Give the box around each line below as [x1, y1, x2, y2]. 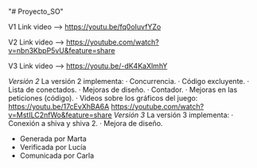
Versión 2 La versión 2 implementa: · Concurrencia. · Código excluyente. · [8, 77, 250, 86]
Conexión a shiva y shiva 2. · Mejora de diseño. [8, 119, 163, 128]
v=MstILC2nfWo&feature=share [8, 110, 113, 120]
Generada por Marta [19, 134, 88, 143]
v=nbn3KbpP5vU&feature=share [8, 46, 115, 55]
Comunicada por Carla [19, 151, 94, 160]
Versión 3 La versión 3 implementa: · [114, 110, 234, 120]
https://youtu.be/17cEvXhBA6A [8, 102, 110, 111]
